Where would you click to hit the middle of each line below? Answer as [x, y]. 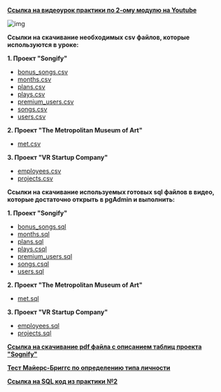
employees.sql [38, 326]
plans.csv [31, 87]
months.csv [34, 79]
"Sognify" [22, 354]
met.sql [28, 298]
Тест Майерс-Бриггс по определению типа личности [89, 368]
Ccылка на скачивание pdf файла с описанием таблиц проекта [105, 347]
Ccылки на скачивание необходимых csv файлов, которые [99, 37]
